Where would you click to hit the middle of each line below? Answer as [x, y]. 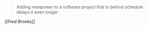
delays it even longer [37, 12]
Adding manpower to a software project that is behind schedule [80, 7]
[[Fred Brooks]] [20, 22]
